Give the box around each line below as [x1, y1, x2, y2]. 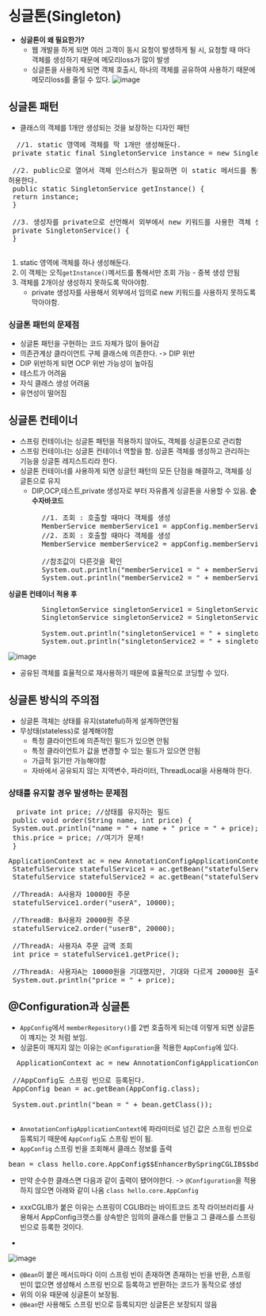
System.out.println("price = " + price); [12, 975, 176, 984]
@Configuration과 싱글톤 [8, 1000, 131, 1014]
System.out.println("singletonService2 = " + [41, 637, 222, 645]
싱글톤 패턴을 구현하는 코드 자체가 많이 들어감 [19, 339, 160, 348]
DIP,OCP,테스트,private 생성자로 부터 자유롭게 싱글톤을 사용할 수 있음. [31, 486, 249, 495]
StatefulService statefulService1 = [12, 864, 155, 873]
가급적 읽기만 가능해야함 [31, 756, 107, 765]
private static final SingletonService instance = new [12, 148, 230, 157]
